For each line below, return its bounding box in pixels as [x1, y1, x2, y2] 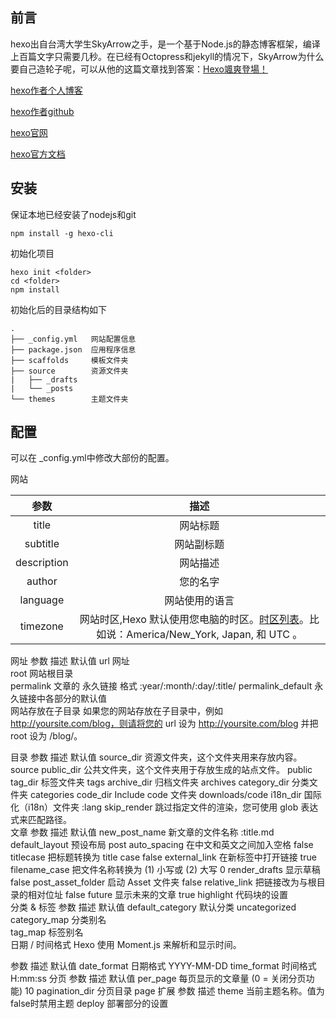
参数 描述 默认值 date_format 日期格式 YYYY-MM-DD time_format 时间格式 [10, 960, 317, 972]
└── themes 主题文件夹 [10, 394, 129, 404]
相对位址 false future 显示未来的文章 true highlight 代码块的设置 [27, 889, 288, 901]
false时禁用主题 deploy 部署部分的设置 [10, 998, 169, 1010]
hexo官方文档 [10, 148, 66, 160]
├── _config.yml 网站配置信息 [10, 334, 137, 344]
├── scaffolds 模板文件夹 [10, 355, 129, 365]
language [19, 593, 65, 607]
